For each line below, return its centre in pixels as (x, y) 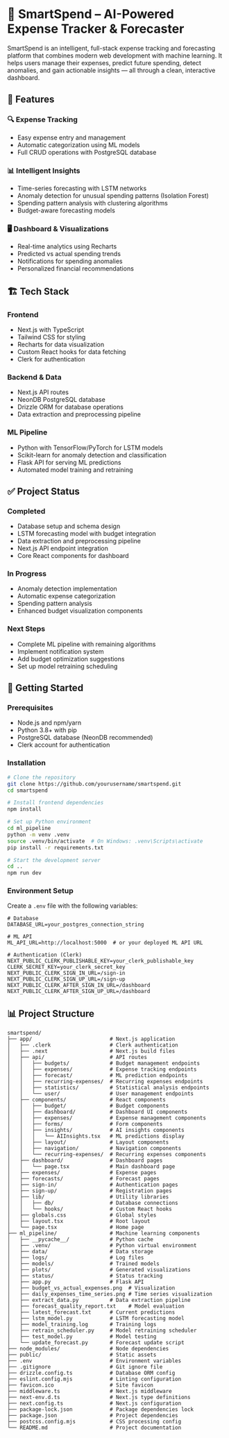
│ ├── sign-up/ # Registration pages (90, 1191)
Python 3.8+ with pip (47, 730)
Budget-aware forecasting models (66, 210)
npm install (24, 809)
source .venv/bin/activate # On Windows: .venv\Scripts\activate (105, 841)
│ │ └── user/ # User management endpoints (101, 1094)
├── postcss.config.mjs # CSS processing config (94, 1422)
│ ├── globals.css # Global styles (82, 1215)
